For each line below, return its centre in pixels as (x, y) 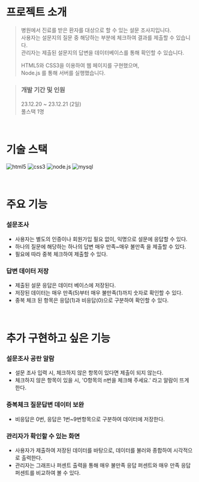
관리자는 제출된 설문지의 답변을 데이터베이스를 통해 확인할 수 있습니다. (102, 52)
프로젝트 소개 (37, 12)
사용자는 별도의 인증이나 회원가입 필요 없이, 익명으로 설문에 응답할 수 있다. (101, 239)
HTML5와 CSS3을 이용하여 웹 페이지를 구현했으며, (80, 65)
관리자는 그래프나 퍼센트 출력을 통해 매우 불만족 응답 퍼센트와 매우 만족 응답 (103, 465)
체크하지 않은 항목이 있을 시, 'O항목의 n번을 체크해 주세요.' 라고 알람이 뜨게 (102, 380)
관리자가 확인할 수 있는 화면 (43, 436)
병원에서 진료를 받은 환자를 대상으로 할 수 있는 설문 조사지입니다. (96, 30)
